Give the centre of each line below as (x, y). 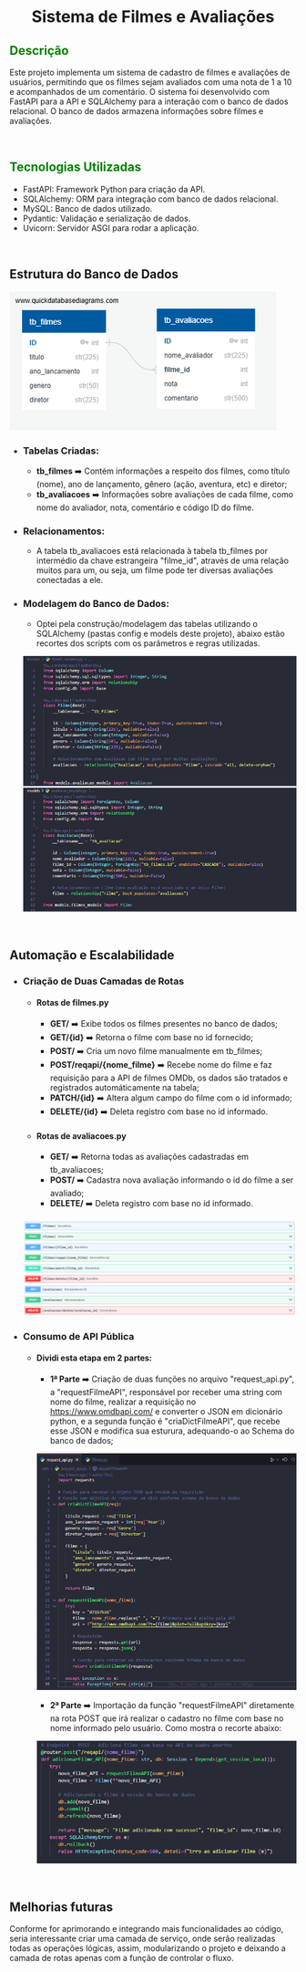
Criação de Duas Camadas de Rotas (103, 981)
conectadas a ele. (70, 580)
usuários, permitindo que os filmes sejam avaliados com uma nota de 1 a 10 (151, 82)
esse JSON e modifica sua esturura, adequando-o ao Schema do (172, 1431)
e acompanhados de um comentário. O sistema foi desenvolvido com (140, 92)
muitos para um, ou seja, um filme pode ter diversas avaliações (154, 570)
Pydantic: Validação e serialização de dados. (107, 218)
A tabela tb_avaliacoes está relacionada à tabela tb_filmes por (152, 551)
